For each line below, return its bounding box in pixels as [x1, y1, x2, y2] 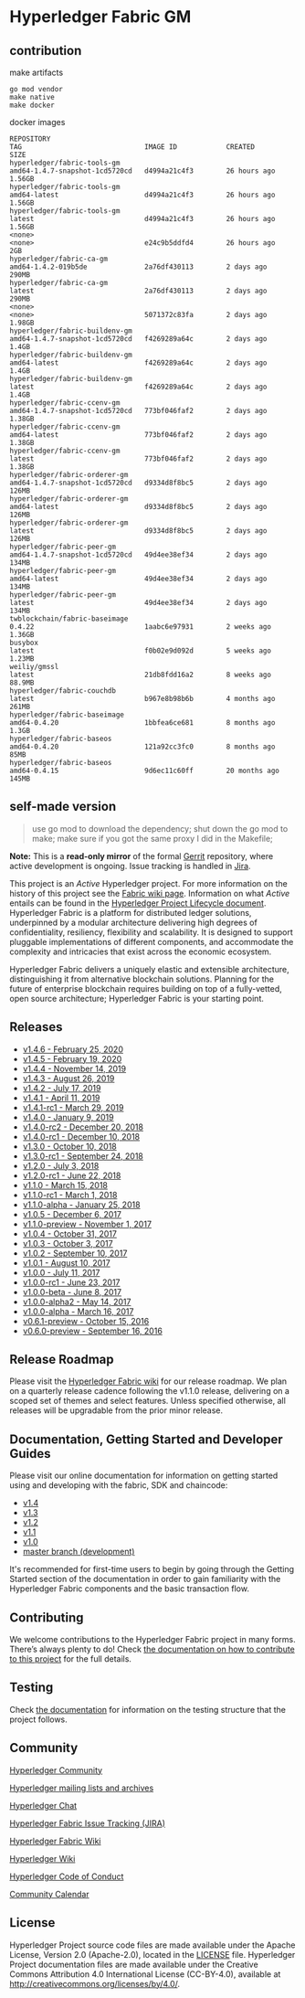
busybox [9, 638, 39, 647]
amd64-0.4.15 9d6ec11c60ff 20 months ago [9, 766, 280, 775]
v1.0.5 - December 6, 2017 [22, 1208, 121, 1219]
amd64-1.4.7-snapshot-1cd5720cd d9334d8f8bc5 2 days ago [9, 478, 268, 487]
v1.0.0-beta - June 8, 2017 [22, 1286, 121, 1297]
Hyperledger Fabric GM [9, 6, 192, 27]
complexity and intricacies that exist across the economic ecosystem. [9, 946, 272, 957]
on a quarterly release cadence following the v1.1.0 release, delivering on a [9, 1386, 290, 1397]
